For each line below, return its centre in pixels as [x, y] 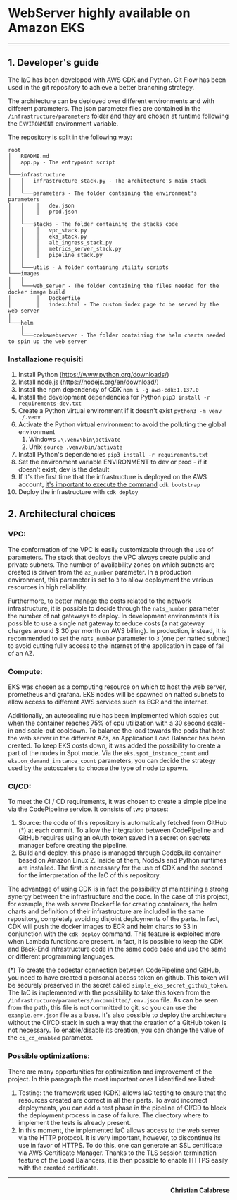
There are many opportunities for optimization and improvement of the [110, 1072]
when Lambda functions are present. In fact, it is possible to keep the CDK [116, 942]
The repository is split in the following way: [70, 137]
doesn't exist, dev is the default [64, 469]
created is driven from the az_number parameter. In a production [100, 572]
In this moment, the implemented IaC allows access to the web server [119, 1130]
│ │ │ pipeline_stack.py [55, 255]
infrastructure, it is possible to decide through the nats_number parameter [114, 608]
